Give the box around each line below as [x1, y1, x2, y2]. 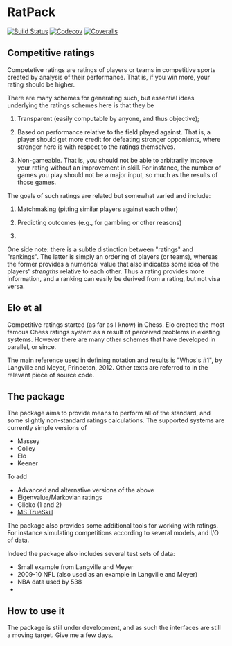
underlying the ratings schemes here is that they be [7, 101, 154, 109]
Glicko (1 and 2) [17, 501, 62, 509]
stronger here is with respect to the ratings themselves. [17, 143, 175, 151]
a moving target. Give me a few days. [7, 631, 114, 639]
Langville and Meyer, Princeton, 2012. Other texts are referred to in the [7, 363, 208, 371]
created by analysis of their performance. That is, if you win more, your [7, 73, 210, 81]
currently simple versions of [7, 424, 87, 432]
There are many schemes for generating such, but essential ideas [7, 93, 195, 102]
